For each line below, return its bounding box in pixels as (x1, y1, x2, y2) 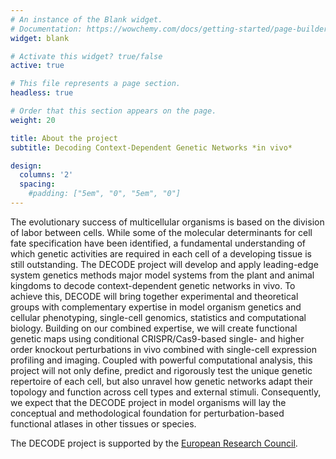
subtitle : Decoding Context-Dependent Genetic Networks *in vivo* (10, 142, 293, 153)
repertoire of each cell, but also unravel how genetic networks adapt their (10, 375, 313, 387)
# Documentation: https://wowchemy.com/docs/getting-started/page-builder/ (10, 24, 333, 34)
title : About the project (10, 133, 118, 143)
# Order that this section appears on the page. (10, 106, 217, 116)
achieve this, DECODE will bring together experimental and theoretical (10, 290, 299, 302)
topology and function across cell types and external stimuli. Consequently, (10, 386, 322, 398)
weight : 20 (10, 115, 56, 125)
